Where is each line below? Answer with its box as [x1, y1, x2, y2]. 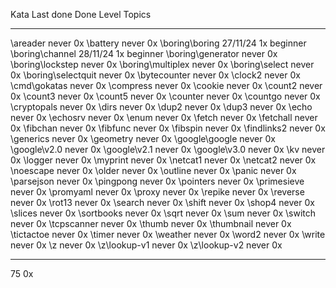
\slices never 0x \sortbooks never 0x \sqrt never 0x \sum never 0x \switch [10, 207, 317, 219]
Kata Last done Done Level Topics [10, 9, 152, 20]
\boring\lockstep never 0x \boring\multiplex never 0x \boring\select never [10, 59, 315, 70]
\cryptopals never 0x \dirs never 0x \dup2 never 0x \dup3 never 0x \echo [10, 101, 313, 113]
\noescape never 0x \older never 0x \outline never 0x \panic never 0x [10, 165, 297, 176]
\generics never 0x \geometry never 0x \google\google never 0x [10, 133, 276, 144]
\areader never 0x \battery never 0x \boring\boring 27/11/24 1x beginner [10, 37, 307, 49]
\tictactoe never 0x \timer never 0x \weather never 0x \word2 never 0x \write [10, 229, 326, 240]
